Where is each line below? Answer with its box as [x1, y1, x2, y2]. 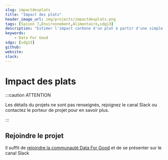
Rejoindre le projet [5, 131, 64, 140]
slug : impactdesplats [5, 7, 51, 13]
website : [5, 49, 24, 54]
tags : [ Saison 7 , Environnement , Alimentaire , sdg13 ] [5, 21, 114, 27]
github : [5, 45, 22, 50]
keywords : [5, 31, 26, 36]
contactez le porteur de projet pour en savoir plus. [5, 107, 110, 113]
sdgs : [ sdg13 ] [5, 40, 35, 45]
